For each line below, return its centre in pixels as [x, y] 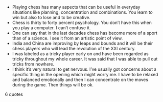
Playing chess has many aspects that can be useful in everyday [76, 7]
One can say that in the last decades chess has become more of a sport [85, 33]
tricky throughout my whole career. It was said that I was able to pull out [85, 59]
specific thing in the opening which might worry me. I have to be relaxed [85, 74]
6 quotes [14, 94]
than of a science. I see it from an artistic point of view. [68, 38]
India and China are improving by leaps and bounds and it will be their [82, 43]
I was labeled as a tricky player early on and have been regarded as [80, 54]
